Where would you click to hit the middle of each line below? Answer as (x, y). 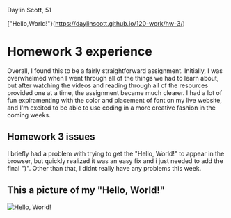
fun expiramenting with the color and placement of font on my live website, (115, 100)
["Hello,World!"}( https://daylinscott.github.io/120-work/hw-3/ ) (96, 23)
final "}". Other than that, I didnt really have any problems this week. (104, 168)
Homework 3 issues (51, 137)
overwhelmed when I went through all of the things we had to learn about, (113, 78)
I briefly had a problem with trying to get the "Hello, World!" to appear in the (116, 153)
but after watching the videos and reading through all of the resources (108, 85)
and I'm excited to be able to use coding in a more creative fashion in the (111, 108)
